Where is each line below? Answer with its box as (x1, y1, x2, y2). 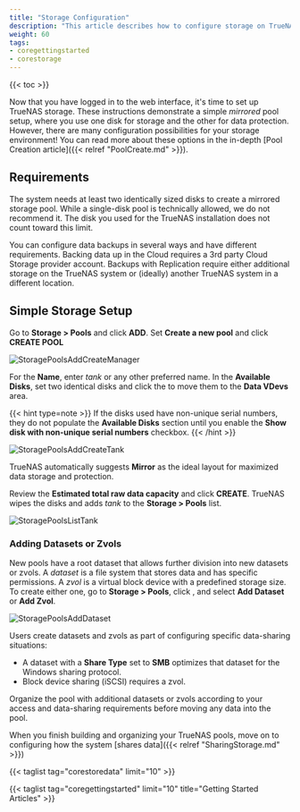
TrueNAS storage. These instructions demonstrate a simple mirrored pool (9, 106, 279, 116)
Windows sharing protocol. (21, 666, 122, 677)
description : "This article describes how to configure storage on (9, 21, 266, 30)
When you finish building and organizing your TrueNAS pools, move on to (9, 730, 279, 740)
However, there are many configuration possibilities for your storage (9, 125, 261, 135)
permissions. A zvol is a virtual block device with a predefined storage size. (9, 576, 287, 587)
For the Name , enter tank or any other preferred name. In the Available (9, 371, 271, 382)
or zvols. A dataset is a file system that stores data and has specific (9, 567, 258, 578)
